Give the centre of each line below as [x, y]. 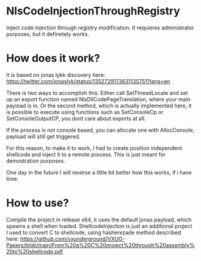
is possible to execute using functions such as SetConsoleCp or [85, 112]
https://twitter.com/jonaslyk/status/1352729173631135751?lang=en [88, 81]
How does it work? [53, 58]
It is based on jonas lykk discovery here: [56, 75]
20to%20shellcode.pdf [35, 251]
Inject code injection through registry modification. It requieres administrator [100, 28]
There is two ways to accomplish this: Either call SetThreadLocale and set [97, 93]
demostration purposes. [36, 161]
